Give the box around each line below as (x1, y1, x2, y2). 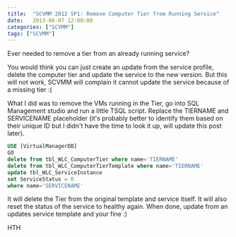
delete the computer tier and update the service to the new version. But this (7, 71, 228, 79)
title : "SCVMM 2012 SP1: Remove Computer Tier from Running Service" (7, 10, 220, 18)
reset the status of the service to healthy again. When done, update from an (7, 202, 228, 211)
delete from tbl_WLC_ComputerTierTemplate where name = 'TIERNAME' (7, 162, 203, 169)
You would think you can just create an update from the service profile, (7, 63, 214, 71)
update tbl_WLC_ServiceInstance (7, 169, 102, 176)
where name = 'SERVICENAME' (7, 182, 83, 189)
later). (7, 129, 25, 138)
